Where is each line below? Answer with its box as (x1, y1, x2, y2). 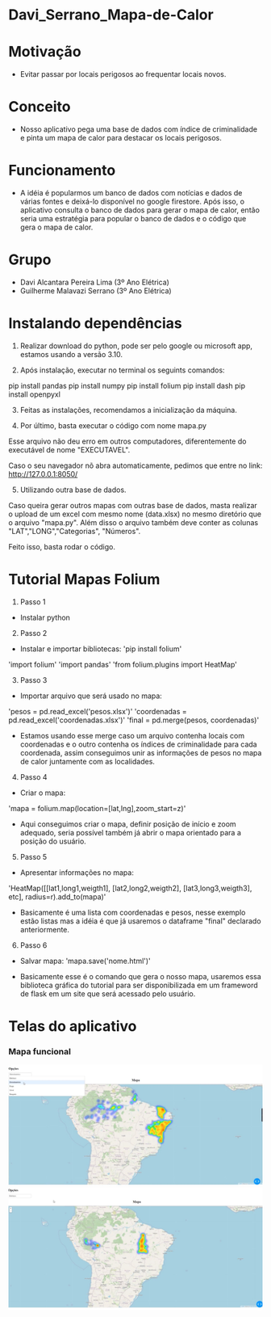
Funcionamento (8, 162, 116, 179)
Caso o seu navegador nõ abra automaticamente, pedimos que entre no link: (8, 461, 263, 470)
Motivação (8, 43, 82, 61)
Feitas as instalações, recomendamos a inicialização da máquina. (19, 405, 238, 414)
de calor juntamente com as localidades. (19, 756, 156, 766)
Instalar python (19, 612, 71, 622)
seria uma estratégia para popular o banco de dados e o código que (19, 214, 247, 223)
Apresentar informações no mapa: (19, 867, 135, 877)
